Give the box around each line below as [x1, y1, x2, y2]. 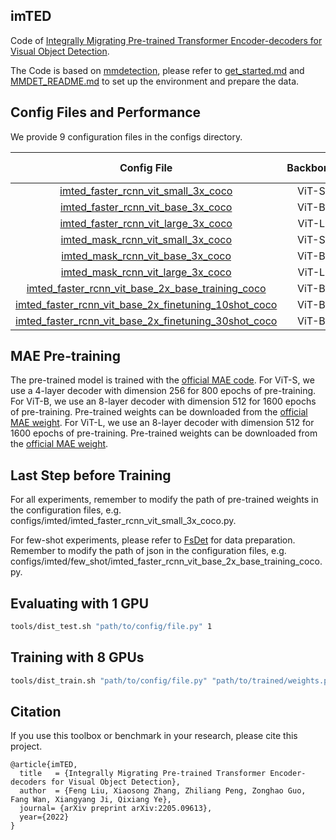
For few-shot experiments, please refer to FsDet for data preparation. [10, 534, 296, 546]
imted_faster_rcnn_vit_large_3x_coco [59, 216, 233, 230]
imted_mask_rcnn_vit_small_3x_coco [60, 232, 232, 246]
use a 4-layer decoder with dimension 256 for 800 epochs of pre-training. [10, 385, 317, 397]
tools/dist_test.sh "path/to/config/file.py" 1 [10, 622, 213, 632]
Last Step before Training [10, 467, 172, 484]
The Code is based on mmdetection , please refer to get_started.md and [10, 64, 305, 76]
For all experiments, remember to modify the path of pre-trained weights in [10, 494, 319, 506]
